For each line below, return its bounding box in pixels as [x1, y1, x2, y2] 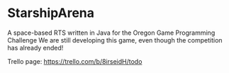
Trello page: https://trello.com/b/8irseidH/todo [7, 57, 143, 65]
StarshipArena [7, 5, 94, 21]
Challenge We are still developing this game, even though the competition [7, 35, 223, 44]
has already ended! [7, 43, 64, 52]
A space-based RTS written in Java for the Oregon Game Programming [7, 28, 216, 37]
